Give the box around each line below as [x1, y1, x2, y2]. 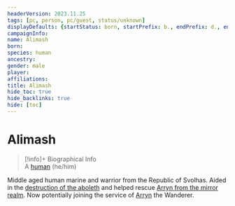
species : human [7, 50, 52, 57]
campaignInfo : [7, 29, 49, 37]
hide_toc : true [7, 88, 52, 95]
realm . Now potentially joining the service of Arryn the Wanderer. [7, 191, 194, 199]
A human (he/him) [24, 162, 77, 170]
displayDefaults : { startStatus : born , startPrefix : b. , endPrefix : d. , [7, 23, 220, 30]
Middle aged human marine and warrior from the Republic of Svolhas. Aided [7, 176, 227, 184]
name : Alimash [7, 36, 49, 43]
